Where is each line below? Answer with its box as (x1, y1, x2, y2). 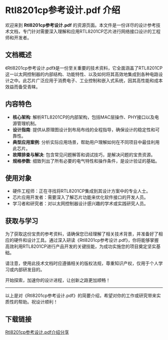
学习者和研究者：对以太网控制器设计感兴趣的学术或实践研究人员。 (12, 201, 148, 207)
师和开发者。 (5, 35, 31, 41)
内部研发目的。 (13, 266, 45, 273)
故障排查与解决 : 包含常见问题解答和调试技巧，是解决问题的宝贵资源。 (12, 151, 155, 158)
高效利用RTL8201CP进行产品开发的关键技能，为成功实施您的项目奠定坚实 (5, 243, 156, 249)
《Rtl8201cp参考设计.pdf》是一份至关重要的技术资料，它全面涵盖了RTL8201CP (5, 65, 163, 71)
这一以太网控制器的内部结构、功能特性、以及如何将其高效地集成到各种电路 (5, 71, 158, 77)
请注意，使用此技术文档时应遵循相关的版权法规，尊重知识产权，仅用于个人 (5, 260, 158, 266)
